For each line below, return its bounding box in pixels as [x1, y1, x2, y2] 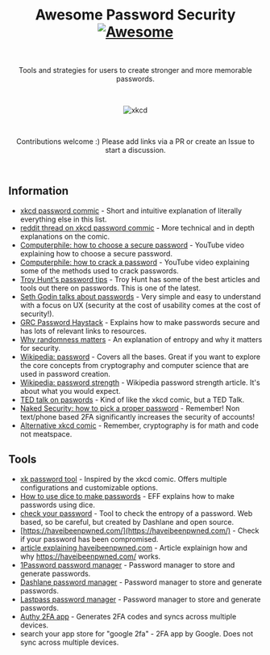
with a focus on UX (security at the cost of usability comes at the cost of [19, 300, 261, 310]
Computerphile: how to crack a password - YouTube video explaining [19, 257, 250, 267]
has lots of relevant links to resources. [19, 326, 147, 336]
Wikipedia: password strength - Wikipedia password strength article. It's [19, 378, 260, 387]
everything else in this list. [19, 214, 107, 224]
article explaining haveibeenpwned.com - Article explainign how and [19, 543, 248, 552]
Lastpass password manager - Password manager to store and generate [19, 594, 261, 604]
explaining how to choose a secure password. [19, 248, 173, 258]
